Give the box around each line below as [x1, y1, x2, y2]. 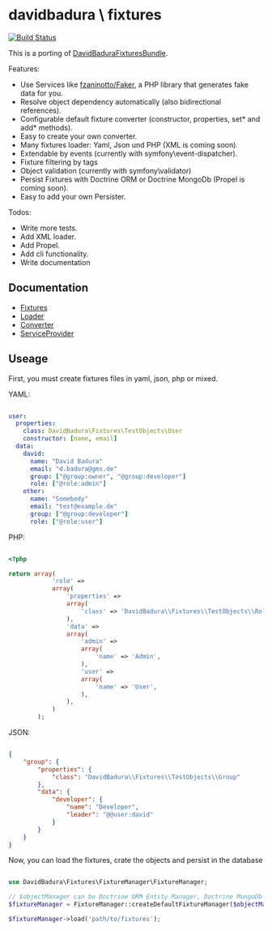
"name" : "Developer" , [66, 803, 139, 812]
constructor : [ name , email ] [23, 435, 117, 443]
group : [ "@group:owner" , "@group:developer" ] [29, 472, 186, 480]
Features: [8, 63, 40, 74]
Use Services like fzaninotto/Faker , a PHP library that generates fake [19, 79, 249, 89]
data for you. [19, 88, 63, 98]
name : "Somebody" [29, 495, 89, 504]
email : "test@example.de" [29, 503, 117, 511]
